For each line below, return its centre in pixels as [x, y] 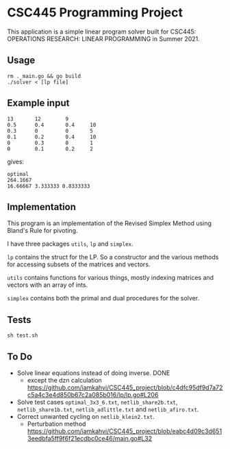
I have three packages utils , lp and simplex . [70, 244]
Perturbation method [56, 424]
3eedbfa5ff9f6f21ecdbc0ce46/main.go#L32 [90, 438]
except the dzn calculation [65, 380]
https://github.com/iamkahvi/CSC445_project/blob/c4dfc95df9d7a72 [125, 387]
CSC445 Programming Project [95, 13]
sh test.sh [23, 336]
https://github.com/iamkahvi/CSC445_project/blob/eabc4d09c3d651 [125, 431]
